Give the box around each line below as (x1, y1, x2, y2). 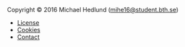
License (16, 19, 40, 26)
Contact (16, 33, 40, 41)
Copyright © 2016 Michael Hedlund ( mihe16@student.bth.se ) (7, 6, 179, 13)
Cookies (16, 26, 41, 34)
